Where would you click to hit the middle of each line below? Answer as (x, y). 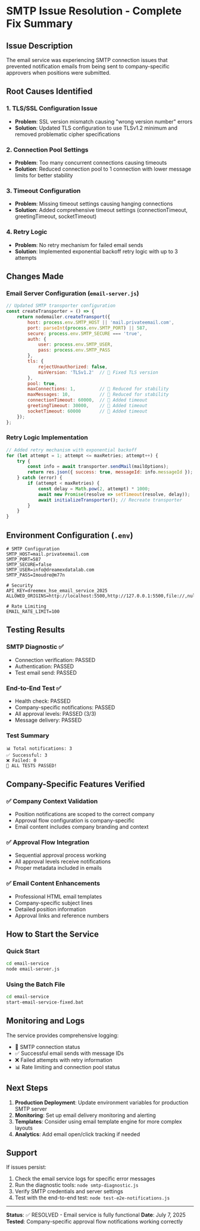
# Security (20, 586)
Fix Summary (40, 24)
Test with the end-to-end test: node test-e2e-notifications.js (92, 1198)
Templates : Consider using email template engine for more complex (98, 1121)
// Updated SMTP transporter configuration (61, 306)
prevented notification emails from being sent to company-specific (88, 66)
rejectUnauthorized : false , (73, 367)
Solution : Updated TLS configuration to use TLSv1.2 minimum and (96, 128)
